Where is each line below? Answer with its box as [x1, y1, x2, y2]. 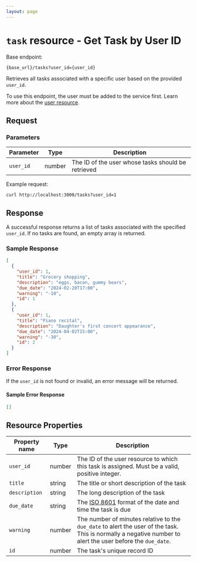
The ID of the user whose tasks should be [72, 158, 186, 167]
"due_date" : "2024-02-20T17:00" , [16, 285, 98, 291]
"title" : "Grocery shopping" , [16, 274, 91, 280]
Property [13, 438, 40, 446]
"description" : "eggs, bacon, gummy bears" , [16, 279, 127, 285]
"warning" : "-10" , [16, 290, 62, 296]
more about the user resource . [6, 99, 80, 106]
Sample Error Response [6, 391, 65, 398]
